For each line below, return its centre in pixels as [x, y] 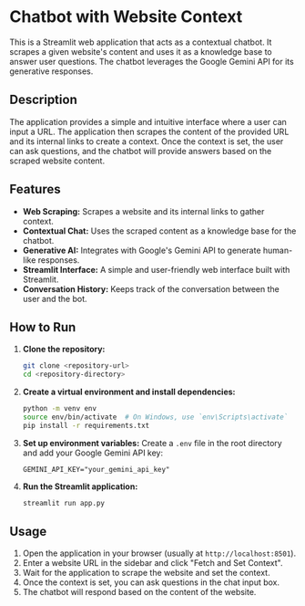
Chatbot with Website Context [126, 17]
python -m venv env [60, 409]
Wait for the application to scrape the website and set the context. [146, 573]
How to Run [43, 327]
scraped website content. [57, 161]
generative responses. [51, 71]
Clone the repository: [64, 350]
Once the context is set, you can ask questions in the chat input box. [151, 582]
